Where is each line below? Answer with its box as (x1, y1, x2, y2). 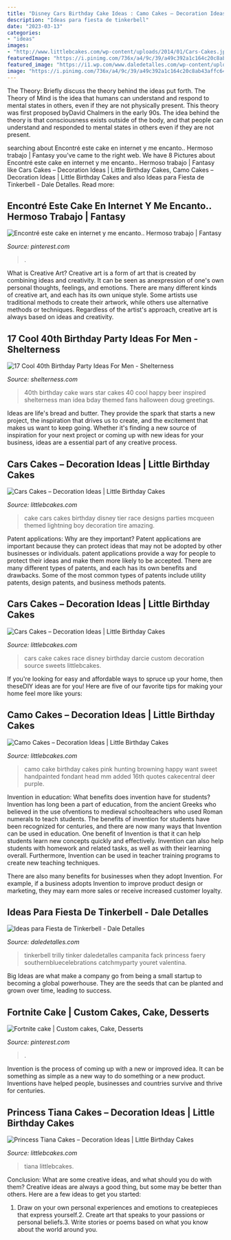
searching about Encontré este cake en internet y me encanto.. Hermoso (7, 144, 213, 152)
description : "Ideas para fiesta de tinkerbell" (7, 17, 149, 23)
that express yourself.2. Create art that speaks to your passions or (16, 1211, 205, 1219)
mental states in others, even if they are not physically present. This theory (7, 101, 219, 109)
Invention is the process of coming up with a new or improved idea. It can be (7, 1065, 224, 1073)
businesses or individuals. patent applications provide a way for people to (7, 549, 216, 557)
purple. (23, 779, 45, 787)
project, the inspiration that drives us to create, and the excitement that (7, 417, 208, 425)
